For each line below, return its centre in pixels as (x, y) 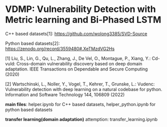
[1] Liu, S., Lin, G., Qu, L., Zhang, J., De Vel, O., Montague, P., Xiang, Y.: (78, 58)
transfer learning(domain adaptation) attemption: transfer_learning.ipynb (81, 119)
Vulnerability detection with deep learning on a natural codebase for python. (84, 89)
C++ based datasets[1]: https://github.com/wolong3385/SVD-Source (76, 33)
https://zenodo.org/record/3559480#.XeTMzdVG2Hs (60, 48)
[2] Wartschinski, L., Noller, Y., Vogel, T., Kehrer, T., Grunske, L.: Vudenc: (80, 84)
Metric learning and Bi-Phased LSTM (83, 20)
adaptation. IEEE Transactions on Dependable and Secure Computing (76, 69)
